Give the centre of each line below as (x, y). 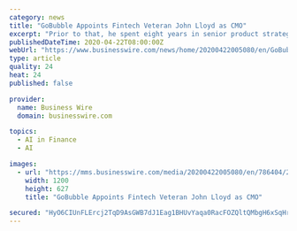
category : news (37, 17)
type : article (35, 58)
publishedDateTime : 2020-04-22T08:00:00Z (87, 42)
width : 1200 (47, 181)
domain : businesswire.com (65, 116)
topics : (23, 132)
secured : (25, 213)
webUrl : (23, 50)
